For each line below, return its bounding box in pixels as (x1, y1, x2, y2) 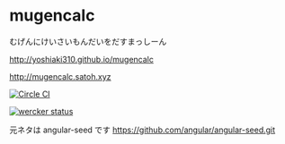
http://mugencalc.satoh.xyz (9, 71, 111, 81)
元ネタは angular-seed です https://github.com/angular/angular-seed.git (9, 124, 276, 135)
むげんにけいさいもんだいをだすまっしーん (9, 36, 167, 47)
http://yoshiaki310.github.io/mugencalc (9, 54, 155, 64)
